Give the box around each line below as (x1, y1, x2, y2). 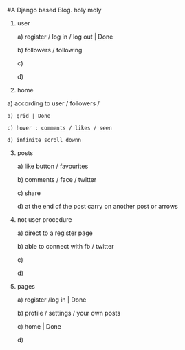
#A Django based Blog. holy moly (7, 6, 102, 14)
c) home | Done (17, 322, 62, 330)
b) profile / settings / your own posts (17, 309, 121, 317)
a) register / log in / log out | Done (17, 32, 113, 41)
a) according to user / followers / (7, 99, 100, 107)
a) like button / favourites (17, 162, 89, 170)
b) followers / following (17, 46, 83, 54)
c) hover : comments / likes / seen (7, 125, 112, 132)
